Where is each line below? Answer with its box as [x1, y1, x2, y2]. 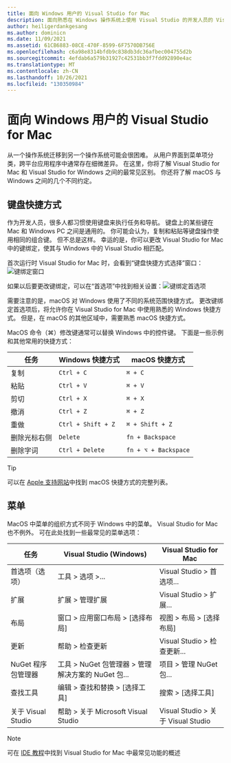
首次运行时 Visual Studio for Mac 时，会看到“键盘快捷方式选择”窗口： [7, 259, 203, 267]
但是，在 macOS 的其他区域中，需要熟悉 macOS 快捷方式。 [20, 314, 190, 322]
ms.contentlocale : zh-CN [7, 67, 78, 74]
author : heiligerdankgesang [7, 23, 88, 30]
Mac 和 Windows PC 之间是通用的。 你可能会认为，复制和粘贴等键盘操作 [7, 227, 213, 235]
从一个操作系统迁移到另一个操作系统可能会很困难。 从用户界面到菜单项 [7, 151, 208, 159]
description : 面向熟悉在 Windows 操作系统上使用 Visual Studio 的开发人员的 [7, 17, 213, 23]
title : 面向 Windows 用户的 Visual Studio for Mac [7, 10, 150, 17]
